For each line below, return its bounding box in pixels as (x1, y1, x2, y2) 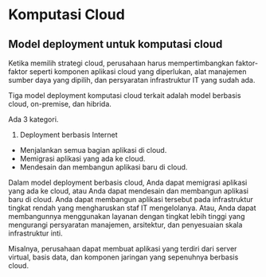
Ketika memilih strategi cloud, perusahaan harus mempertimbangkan (8, 58, 234, 68)
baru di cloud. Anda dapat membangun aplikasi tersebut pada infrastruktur (8, 195, 253, 204)
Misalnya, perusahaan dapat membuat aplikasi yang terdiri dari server (8, 244, 237, 253)
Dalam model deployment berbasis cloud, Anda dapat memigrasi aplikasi (8, 178, 248, 187)
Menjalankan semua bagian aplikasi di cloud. (19, 146, 167, 154)
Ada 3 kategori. (8, 115, 59, 124)
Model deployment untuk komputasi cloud (8, 37, 223, 51)
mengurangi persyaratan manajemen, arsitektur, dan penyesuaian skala (8, 220, 243, 229)
